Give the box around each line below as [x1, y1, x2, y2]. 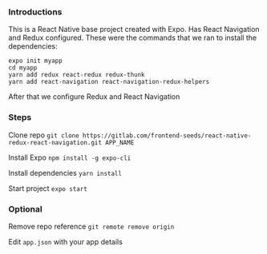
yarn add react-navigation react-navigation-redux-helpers [8, 78, 210, 86]
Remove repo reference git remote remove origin [8, 221, 175, 231]
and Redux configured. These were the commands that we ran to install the [8, 33, 257, 42]
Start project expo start [8, 183, 88, 193]
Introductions [8, 6, 63, 18]
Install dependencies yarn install [8, 168, 123, 177]
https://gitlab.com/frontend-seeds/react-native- [83, 131, 252, 140]
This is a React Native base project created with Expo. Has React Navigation [8, 25, 260, 34]
